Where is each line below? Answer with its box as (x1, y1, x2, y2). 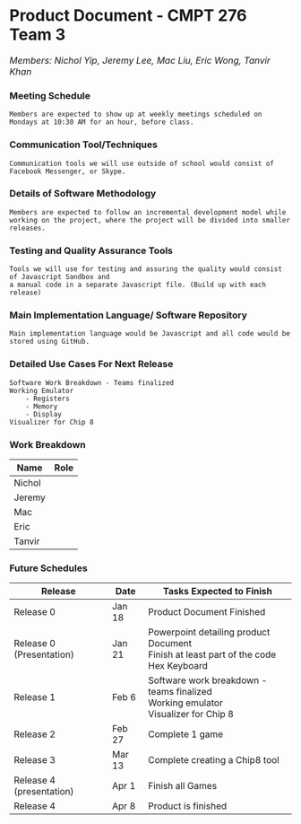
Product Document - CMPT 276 (9, 5, 247, 26)
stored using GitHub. (9, 337, 90, 346)
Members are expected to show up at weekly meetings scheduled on (9, 110, 262, 119)
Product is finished (147, 800, 228, 812)
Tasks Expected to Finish (162, 585, 273, 598)
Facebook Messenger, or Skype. (9, 167, 126, 176)
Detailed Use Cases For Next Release (9, 358, 174, 371)
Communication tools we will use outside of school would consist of (9, 159, 275, 168)
